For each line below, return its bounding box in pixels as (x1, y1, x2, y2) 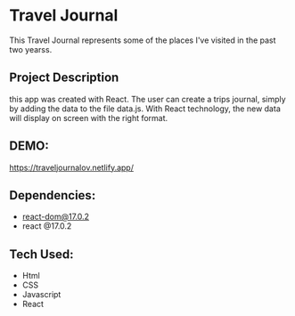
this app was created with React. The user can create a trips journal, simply (9, 93, 287, 104)
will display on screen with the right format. (9, 112, 168, 123)
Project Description (9, 70, 119, 85)
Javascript (21, 289, 61, 300)
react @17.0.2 (21, 221, 72, 231)
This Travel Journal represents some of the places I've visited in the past (9, 35, 276, 45)
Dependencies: (9, 188, 96, 203)
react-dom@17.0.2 (21, 211, 90, 223)
